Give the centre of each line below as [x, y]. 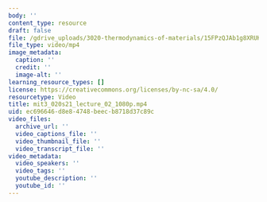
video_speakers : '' [48, 164]
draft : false [30, 30]
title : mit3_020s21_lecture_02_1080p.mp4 [78, 104]
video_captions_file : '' [56, 134]
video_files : [30, 119]
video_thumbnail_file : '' [58, 141]
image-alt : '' [39, 75]
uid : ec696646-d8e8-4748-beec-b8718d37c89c [81, 112]
